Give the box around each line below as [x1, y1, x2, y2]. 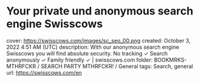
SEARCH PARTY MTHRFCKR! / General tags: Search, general [40, 62, 193, 70]
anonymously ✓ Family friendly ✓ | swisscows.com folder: [6, 56, 153, 63]
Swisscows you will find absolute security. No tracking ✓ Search [6, 49, 168, 57]
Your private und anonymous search [6, 4, 194, 18]
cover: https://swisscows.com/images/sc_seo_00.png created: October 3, [6, 37, 191, 44]
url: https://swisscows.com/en [6, 69, 82, 76]
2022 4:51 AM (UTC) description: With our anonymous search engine [6, 43, 180, 51]
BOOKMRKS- [153, 56, 187, 63]
